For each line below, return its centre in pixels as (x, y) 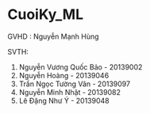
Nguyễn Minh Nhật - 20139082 (69, 92)
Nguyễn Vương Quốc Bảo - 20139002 (81, 67)
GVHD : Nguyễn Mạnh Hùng (54, 36)
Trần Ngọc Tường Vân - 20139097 (75, 84)
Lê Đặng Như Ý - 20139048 (64, 100)
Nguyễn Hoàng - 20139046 (64, 75)
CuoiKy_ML (46, 15)
